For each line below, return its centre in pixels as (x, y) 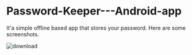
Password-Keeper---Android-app (94, 11)
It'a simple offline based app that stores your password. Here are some (96, 28)
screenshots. (23, 34)
